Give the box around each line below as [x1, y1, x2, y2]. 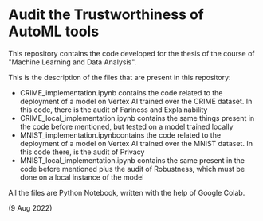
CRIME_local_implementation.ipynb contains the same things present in [19, 113, 255, 122]
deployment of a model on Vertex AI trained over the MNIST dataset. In [19, 138, 253, 148]
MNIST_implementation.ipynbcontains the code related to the [19, 130, 222, 140]
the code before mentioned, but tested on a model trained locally [19, 122, 234, 131]
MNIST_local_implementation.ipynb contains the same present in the [19, 155, 245, 165]
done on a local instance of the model [19, 173, 144, 182]
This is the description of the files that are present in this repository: [8, 72, 231, 82]
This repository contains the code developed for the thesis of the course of [8, 48, 255, 58]
